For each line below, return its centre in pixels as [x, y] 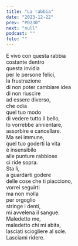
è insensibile [21, 150]
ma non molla [23, 193]
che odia [17, 106]
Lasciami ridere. [26, 237]
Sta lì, [13, 168]
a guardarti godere [29, 175]
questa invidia [23, 68]
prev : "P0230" [23, 22]
